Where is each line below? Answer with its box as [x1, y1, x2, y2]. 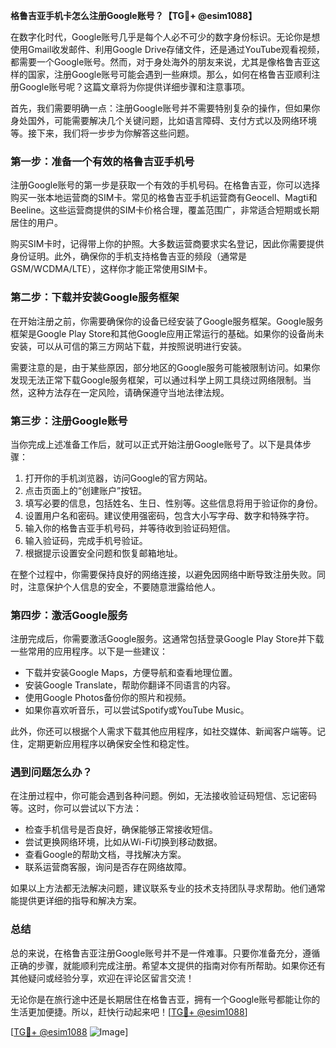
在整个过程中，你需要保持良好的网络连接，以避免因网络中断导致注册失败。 [10, 568, 317, 580]
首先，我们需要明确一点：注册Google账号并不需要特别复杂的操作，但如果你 [10, 102, 321, 114]
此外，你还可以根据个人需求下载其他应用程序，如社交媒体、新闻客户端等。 [10, 725, 317, 738]
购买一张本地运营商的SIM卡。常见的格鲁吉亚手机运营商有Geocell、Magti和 [10, 192, 318, 204]
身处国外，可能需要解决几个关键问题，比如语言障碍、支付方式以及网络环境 [10, 115, 317, 126]
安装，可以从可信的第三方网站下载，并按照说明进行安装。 [10, 340, 247, 352]
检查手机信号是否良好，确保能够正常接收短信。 [24, 824, 218, 836]
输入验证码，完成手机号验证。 [24, 534, 148, 546]
